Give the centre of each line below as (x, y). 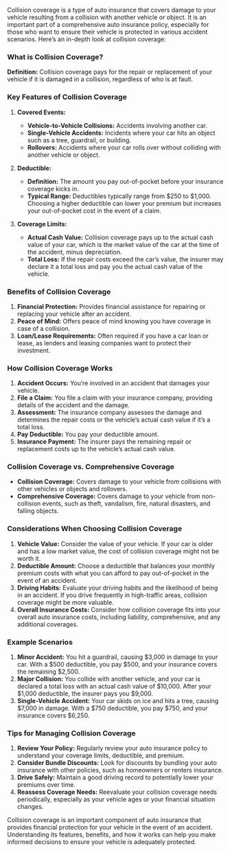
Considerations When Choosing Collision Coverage (95, 529)
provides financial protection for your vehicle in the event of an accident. (110, 828)
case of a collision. (44, 328)
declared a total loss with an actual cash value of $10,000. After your (114, 687)
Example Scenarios (40, 642)
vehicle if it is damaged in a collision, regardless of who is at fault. (100, 79)
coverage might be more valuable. (66, 602)
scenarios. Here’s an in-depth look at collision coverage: (87, 39)
